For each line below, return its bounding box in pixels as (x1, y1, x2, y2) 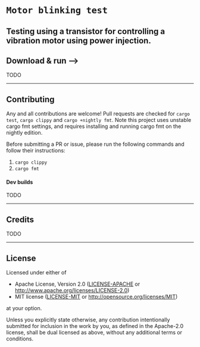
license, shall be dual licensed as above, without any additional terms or (6, 329, 183, 336)
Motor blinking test (6, 5, 108, 16)
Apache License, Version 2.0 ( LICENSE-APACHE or (14, 280, 140, 287)
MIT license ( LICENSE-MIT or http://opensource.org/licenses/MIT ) (14, 293, 178, 301)
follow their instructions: (6, 147, 65, 154)
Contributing (6, 94, 55, 104)
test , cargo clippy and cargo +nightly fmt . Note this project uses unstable (6, 117, 192, 124)
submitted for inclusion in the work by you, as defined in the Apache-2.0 (6, 323, 183, 330)
